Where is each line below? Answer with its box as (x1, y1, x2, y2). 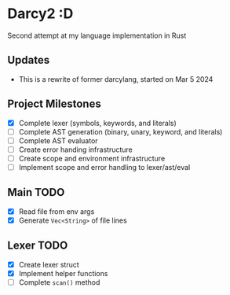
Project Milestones (7, 98, 101, 111)
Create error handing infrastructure (18, 145, 133, 154)
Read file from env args (18, 206, 95, 216)
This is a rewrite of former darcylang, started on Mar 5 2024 (18, 74, 214, 83)
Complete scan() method (18, 277, 100, 287)
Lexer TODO (7, 239, 68, 253)
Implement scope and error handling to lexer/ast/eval (18, 162, 191, 171)
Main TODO (7, 186, 65, 199)
